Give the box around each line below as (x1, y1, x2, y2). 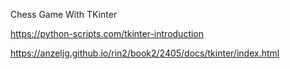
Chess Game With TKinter (10, 9, 118, 20)
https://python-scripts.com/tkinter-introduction (10, 28, 205, 39)
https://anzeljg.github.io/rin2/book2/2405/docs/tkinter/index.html (10, 47, 280, 59)
